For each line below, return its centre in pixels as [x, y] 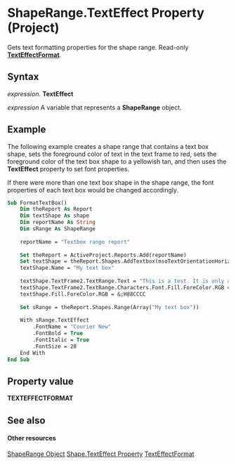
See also [26, 420]
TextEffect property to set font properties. [68, 169]
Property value [40, 381]
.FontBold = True [58, 334]
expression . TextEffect [40, 93]
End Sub [19, 360]
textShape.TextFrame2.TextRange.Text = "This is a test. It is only [122, 281]
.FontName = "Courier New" [72, 327]
